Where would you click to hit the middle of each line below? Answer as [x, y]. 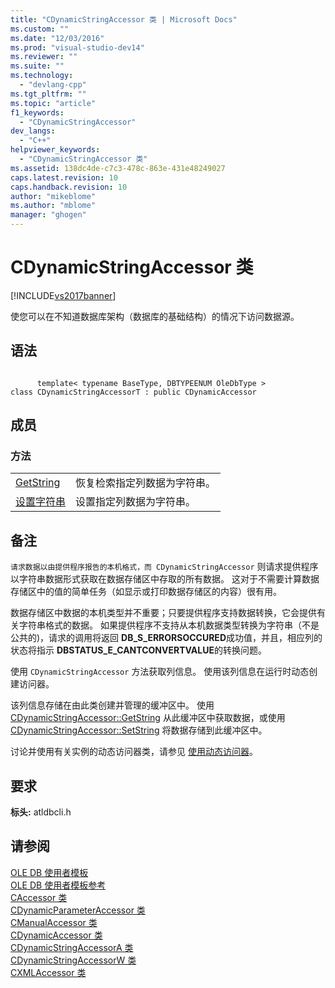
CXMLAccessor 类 [48, 972]
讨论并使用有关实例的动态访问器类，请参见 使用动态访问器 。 [134, 752]
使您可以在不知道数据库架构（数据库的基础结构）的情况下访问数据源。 [155, 316]
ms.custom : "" [40, 29]
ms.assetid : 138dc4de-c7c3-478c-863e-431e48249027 [118, 168]
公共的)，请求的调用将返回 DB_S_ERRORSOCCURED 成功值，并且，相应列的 [166, 638]
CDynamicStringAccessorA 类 [72, 947]
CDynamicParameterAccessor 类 [78, 910]
